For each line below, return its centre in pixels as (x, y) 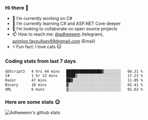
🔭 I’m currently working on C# (42, 19)
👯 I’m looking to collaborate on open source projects (65, 29)
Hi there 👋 (17, 8)
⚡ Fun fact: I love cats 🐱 (37, 47)
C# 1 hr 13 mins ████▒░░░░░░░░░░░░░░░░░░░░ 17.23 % (74, 76)
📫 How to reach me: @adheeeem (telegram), (58, 34)
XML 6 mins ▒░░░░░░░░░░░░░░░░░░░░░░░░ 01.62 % (74, 90)
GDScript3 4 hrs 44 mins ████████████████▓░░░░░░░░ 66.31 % (74, 71)
